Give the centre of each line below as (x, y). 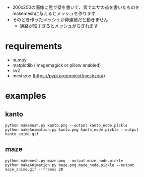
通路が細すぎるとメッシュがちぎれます (59, 26)
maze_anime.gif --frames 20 (34, 169)
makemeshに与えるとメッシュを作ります (54, 13)
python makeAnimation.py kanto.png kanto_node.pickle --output (72, 130)
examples (26, 96)
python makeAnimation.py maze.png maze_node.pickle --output (70, 165)
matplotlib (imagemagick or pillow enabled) (56, 65)
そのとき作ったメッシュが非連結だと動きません (60, 20)
